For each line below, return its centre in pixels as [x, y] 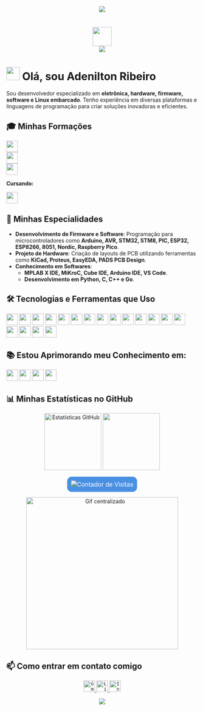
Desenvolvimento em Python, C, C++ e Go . [79, 279]
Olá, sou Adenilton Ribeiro [89, 77]
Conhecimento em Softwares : [53, 266]
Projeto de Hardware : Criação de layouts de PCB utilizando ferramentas [105, 253]
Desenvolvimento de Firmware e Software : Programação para [94, 234]
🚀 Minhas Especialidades [55, 219]
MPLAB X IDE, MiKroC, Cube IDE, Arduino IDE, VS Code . [96, 272]
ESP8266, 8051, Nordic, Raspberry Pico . [67, 247]
